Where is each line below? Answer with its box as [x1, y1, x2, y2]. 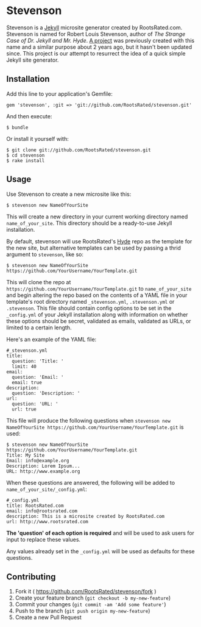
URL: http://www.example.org [6, 468, 80, 475]
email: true [12, 379, 43, 385]
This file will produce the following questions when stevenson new [6, 417, 171, 424]
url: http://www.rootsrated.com [6, 518, 88, 525]
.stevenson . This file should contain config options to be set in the [6, 304, 172, 312]
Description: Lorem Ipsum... [6, 463, 80, 469]
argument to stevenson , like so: [6, 251, 84, 258]
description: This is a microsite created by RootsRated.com [6, 513, 165, 519]
